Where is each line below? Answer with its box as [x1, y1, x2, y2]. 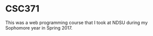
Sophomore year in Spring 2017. [5, 24, 73, 30]
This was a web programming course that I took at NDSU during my [5, 19, 148, 25]
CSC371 [5, 3, 40, 14]
